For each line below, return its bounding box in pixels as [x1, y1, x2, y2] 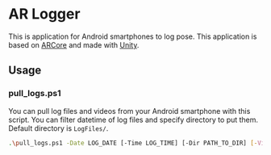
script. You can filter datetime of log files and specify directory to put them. [8, 115, 259, 124]
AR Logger [8, 5, 81, 23]
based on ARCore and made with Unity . [8, 40, 140, 49]
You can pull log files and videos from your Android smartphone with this [8, 106, 251, 115]
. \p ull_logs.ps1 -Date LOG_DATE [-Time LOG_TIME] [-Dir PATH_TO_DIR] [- [8, 139, 258, 147]
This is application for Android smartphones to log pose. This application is [8, 31, 257, 41]
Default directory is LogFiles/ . [8, 123, 109, 133]
